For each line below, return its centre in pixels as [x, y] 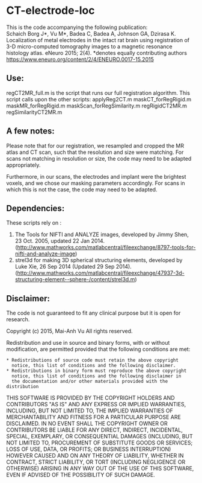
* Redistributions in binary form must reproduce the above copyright [96, 371]
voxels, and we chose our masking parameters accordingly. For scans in [96, 183]
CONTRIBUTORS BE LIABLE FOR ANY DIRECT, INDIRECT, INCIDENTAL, [95, 430]
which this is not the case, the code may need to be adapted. [82, 189]
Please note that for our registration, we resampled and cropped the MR [95, 146]
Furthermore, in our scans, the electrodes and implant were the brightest [96, 176]
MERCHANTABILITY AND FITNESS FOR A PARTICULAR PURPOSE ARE [94, 417]
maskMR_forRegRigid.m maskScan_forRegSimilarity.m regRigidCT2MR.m [97, 106]
